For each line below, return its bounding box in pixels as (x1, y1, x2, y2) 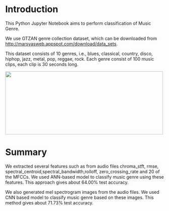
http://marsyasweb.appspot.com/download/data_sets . (5, 40, 118, 46)
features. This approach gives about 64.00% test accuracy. (5, 179, 129, 185)
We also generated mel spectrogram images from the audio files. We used (5, 189, 160, 195)
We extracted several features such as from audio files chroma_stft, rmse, (5, 163, 159, 169)
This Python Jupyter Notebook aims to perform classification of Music (5, 20, 151, 26)
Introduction (5, 4, 59, 15)
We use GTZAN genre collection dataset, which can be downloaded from (5, 35, 157, 41)
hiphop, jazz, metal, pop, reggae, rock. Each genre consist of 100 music (5, 56, 154, 62)
